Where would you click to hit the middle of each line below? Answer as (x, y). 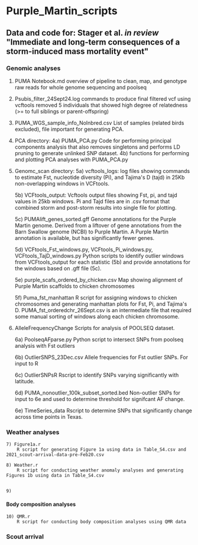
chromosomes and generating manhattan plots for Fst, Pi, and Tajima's (101, 304)
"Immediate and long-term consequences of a (93, 42)
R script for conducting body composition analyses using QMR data (101, 522)
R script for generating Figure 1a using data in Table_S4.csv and (101, 450)
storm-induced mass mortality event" (77, 51)
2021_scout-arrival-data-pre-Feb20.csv (55, 455)
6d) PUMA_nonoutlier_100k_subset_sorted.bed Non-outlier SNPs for (98, 393)
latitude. (25, 381)
